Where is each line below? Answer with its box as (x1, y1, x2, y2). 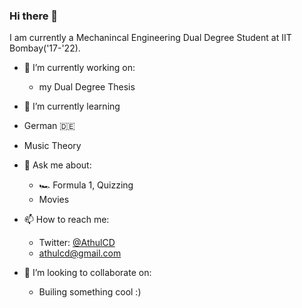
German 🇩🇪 (23, 120, 76, 132)
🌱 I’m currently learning (23, 100, 121, 113)
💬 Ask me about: (23, 159, 92, 171)
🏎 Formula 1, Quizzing (38, 179, 134, 191)
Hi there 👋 (9, 9, 59, 23)
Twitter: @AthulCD (38, 237, 116, 249)
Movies (38, 194, 70, 206)
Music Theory (23, 140, 82, 152)
